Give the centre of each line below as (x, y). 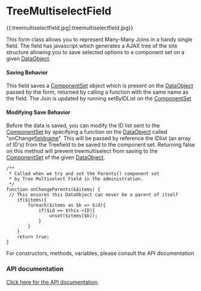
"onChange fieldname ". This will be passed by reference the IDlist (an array (98, 138)
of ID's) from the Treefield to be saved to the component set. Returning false (101, 145)
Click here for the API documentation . (52, 282)
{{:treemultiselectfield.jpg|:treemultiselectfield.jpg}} (70, 28)
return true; (33, 237)
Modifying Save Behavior (38, 112)
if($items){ (32, 200)
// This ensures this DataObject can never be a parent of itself (94, 195)
